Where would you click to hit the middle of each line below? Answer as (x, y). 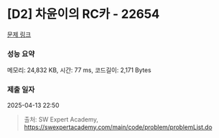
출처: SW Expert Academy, (61, 119)
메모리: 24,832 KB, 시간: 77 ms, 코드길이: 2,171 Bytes (79, 70)
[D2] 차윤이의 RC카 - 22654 (83, 14)
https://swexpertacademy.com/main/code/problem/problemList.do (118, 127)
